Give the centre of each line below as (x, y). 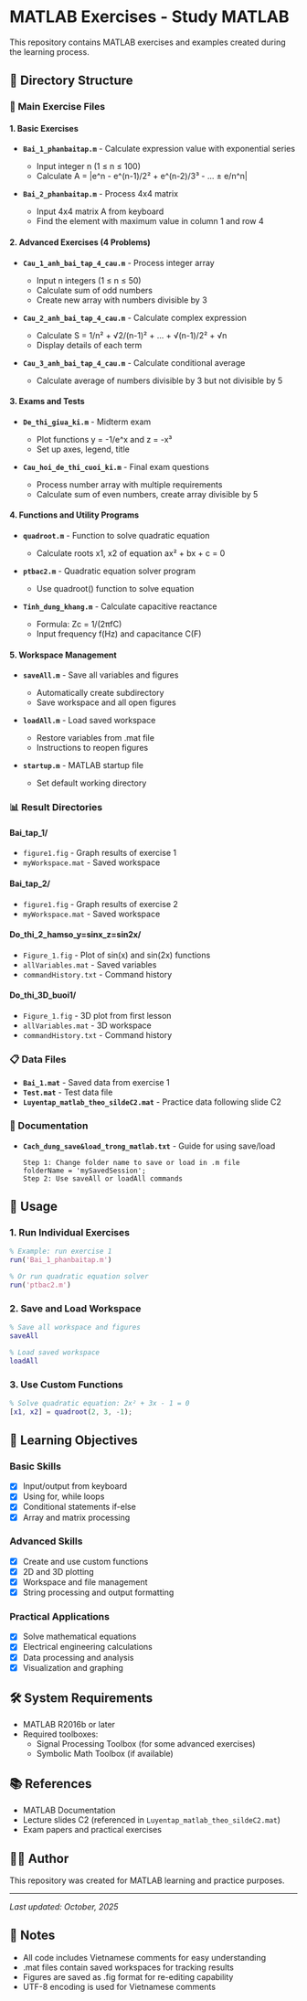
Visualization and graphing (73, 1667)
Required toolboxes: (60, 1734)
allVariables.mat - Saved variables (90, 964)
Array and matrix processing (76, 1517)
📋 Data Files (38, 1059)
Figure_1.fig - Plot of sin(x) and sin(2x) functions (116, 955)
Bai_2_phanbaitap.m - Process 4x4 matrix (101, 194)
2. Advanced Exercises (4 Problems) (80, 242)
